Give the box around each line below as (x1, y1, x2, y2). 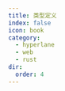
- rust (15, 56, 37, 64)
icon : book (8, 26, 44, 34)
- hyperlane (15, 41, 55, 49)
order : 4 (15, 70, 44, 78)
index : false (8, 19, 52, 27)
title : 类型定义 (8, 11, 57, 20)
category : (8, 33, 41, 42)
